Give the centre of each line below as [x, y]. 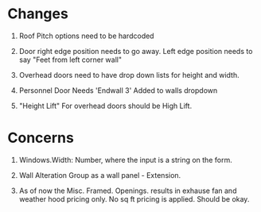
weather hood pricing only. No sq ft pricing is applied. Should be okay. [134, 199]
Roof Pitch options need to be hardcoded [86, 36]
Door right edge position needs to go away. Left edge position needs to [136, 51]
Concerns [41, 138]
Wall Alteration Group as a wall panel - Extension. [100, 175]
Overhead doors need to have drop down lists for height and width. [129, 75]
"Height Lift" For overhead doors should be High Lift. [105, 106]
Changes [38, 14]
